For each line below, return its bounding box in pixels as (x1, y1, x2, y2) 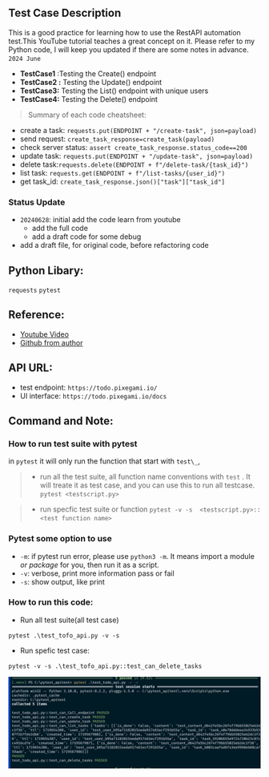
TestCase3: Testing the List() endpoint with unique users (19, 86, 209, 95)
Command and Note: (8, 414, 114, 427)
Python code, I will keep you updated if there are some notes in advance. (8, 44, 250, 55)
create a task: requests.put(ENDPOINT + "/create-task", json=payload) (19, 125, 258, 135)
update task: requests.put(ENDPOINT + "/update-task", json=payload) (19, 151, 254, 160)
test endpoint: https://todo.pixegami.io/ (19, 382, 158, 392)
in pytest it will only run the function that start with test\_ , (8, 456, 200, 466)
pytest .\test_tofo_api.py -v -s (8, 631, 120, 640)
